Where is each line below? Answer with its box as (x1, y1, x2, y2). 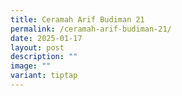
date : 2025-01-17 (10, 33, 83, 43)
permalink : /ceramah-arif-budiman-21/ (10, 24, 172, 34)
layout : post (10, 42, 65, 53)
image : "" (10, 61, 52, 71)
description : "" (10, 52, 78, 62)
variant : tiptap (10, 71, 78, 81)
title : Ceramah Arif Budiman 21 (10, 14, 145, 25)
